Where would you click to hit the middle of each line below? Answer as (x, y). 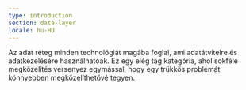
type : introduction (40, 15)
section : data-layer (42, 23)
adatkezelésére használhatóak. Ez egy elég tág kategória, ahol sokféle (123, 61)
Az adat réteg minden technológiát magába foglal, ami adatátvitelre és (123, 53)
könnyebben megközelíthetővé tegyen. (71, 78)
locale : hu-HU (32, 30)
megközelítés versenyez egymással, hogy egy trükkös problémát (114, 69)
